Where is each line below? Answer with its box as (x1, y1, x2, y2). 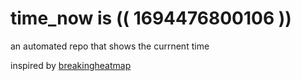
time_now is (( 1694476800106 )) (10, 7, 292, 30)
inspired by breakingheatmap (10, 59, 132, 71)
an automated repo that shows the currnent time (10, 40, 210, 52)
